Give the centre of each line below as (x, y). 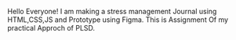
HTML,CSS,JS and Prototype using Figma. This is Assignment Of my (118, 20)
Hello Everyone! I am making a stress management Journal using (112, 11)
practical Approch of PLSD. (51, 28)
